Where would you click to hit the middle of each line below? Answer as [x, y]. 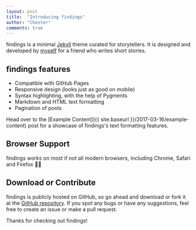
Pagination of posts [38, 108]
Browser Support [38, 144]
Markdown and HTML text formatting [59, 102]
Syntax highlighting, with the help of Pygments [71, 96]
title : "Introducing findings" [45, 17]
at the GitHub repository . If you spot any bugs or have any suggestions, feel [97, 203]
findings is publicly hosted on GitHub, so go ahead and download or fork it [96, 197]
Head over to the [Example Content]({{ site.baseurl [67, 119]
